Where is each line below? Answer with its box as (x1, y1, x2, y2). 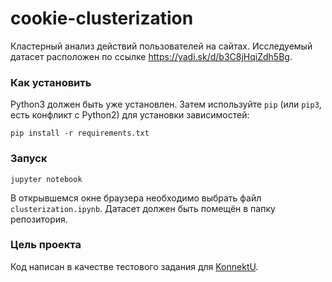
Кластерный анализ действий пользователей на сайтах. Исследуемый (10, 40, 313, 52)
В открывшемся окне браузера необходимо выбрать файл (10, 192, 262, 204)
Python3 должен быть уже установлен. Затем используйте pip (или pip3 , (10, 98, 322, 111)
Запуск (10, 152, 48, 166)
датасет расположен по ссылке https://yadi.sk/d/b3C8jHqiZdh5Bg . (10, 50, 293, 62)
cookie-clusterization (10, 7, 194, 30)
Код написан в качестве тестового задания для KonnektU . (10, 260, 259, 272)
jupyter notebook (10, 174, 83, 184)
